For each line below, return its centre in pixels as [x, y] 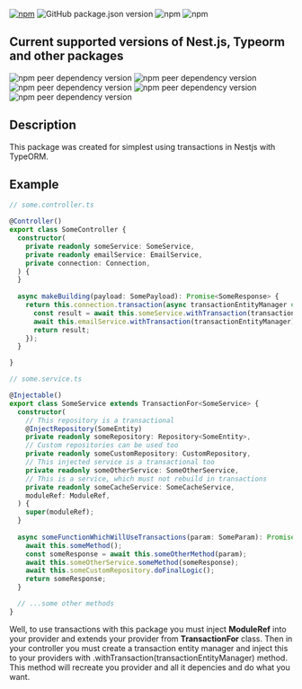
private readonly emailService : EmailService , [114, 255]
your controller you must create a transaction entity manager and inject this [149, 648]
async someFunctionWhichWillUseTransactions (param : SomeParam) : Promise [156, 537]
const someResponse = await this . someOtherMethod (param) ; [136, 554]
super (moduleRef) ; [60, 512]
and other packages [67, 56]
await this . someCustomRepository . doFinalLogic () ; [120, 570]
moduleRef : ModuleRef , [68, 495]
